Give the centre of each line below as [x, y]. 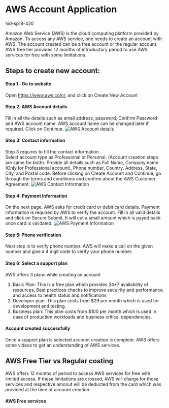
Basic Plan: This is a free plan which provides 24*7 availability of [80, 284]
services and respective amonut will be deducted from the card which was [83, 384]
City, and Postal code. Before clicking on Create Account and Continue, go [83, 173]
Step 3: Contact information [35, 140]
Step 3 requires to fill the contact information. [53, 151]
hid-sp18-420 [20, 23]
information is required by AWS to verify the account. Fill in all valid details [83, 212]
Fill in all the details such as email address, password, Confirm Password [81, 118]
